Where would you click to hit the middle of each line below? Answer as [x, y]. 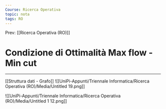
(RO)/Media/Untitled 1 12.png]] [36, 101]
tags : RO [14, 19]
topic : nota [17, 14]
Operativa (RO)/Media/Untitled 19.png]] [45, 86]
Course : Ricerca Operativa [33, 10]
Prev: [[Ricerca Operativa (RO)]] [38, 33]
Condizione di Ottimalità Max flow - [79, 53]
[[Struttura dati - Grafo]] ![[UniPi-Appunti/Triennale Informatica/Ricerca [77, 81]
